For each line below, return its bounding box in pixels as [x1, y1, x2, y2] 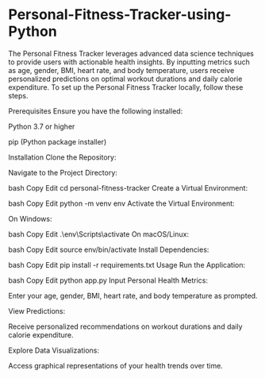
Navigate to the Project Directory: [8, 168, 117, 177]
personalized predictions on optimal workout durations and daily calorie [8, 74, 243, 83]
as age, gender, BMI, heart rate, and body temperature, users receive [8, 65, 235, 75]
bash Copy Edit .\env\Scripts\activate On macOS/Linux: [8, 229, 189, 239]
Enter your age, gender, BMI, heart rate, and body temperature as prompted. [8, 291, 258, 300]
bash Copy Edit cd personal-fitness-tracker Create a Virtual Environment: [8, 183, 248, 192]
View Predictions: [8, 306, 66, 315]
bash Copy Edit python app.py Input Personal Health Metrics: [8, 276, 209, 285]
